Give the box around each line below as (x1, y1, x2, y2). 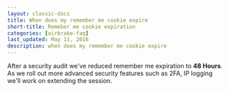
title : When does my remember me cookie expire (7, 17, 149, 24)
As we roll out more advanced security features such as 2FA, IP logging (7, 69, 213, 77)
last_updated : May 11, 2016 (7, 36, 89, 43)
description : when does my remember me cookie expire (7, 43, 168, 49)
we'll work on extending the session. (7, 77, 113, 84)
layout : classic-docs (7, 10, 71, 17)
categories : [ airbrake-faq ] (7, 29, 89, 37)
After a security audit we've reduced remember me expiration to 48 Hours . (7, 62, 223, 70)
